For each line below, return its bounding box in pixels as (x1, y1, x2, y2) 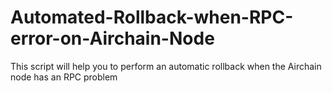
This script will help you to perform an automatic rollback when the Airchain (10, 60, 322, 72)
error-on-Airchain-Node (10, 27, 215, 50)
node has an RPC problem (10, 71, 118, 83)
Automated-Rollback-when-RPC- (10, 6, 294, 29)
